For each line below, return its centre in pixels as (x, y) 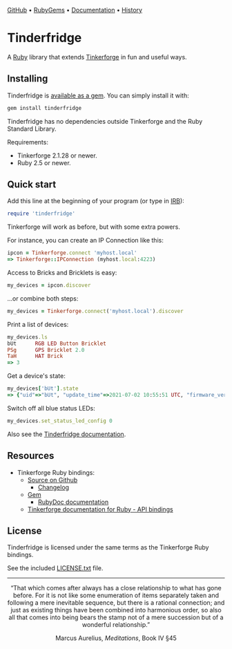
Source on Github (52, 480)
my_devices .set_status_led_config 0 (60, 421)
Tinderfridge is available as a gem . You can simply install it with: (98, 95)
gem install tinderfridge (44, 108)
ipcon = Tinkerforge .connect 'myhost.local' (72, 253)
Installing (28, 79)
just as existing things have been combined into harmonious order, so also (116, 610)
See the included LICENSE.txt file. (55, 568)
